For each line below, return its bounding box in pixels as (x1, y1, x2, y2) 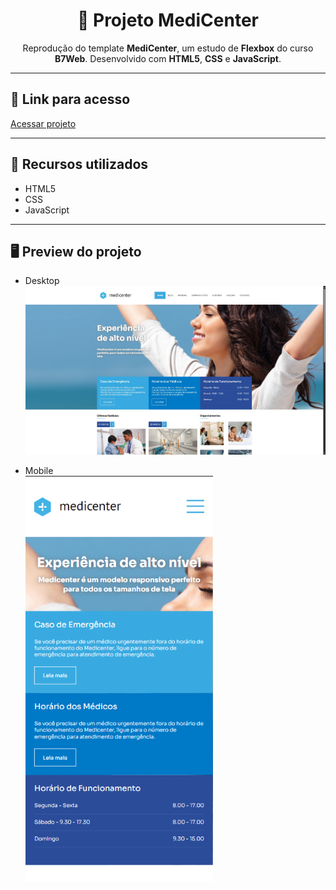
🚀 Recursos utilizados (10, 156, 149, 173)
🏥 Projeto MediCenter (77, 9, 259, 32)
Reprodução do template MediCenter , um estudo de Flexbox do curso (22, 42, 314, 54)
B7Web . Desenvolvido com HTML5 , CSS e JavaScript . (54, 52, 282, 64)
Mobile (24, 465, 54, 477)
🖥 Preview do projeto (10, 243, 142, 260)
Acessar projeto (10, 117, 77, 129)
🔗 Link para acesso (10, 91, 131, 108)
